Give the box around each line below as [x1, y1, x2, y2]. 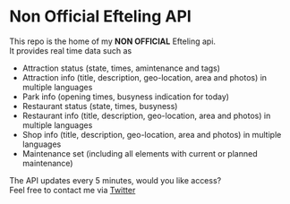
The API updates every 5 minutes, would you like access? [9, 174, 222, 185]
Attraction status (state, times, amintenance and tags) [21, 63, 221, 73]
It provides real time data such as [9, 45, 132, 55]
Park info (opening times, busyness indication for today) [21, 91, 230, 102]
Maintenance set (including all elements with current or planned [21, 148, 258, 158]
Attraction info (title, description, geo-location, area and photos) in [21, 72, 267, 82]
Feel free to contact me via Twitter [9, 184, 136, 195]
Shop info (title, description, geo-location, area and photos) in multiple [21, 129, 282, 140]
